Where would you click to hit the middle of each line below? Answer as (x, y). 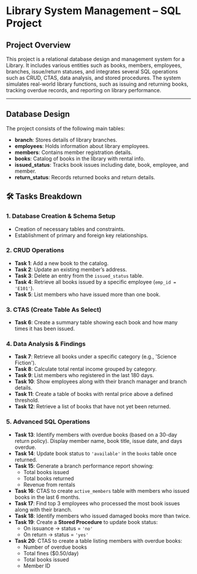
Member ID (37, 566)
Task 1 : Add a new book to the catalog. (62, 263)
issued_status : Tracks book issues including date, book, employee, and (101, 165)
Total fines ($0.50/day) (51, 553)
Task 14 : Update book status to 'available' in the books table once (96, 453)
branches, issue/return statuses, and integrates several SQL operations (92, 71)
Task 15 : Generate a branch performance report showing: (84, 466)
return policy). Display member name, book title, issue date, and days (98, 441)
